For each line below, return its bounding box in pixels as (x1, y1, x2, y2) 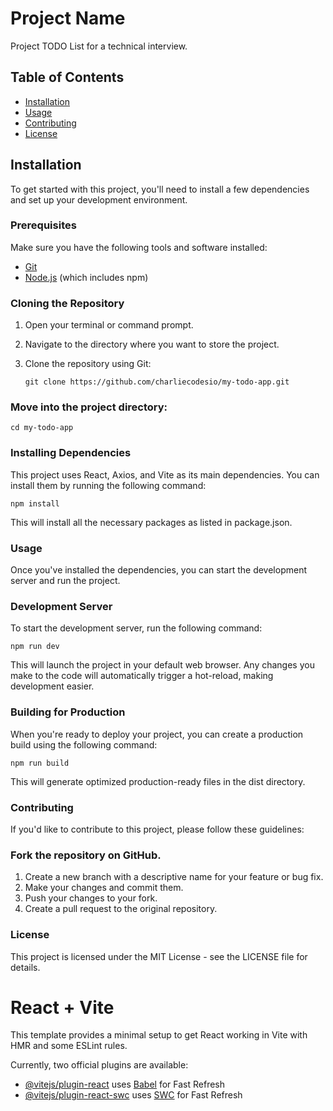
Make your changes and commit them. (24, 882, 184, 894)
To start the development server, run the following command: (10, 622, 263, 634)
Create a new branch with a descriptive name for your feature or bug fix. (24, 871, 324, 883)
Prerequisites (10, 218, 77, 232)
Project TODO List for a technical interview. (10, 40, 188, 52)
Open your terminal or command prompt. (24, 319, 194, 331)
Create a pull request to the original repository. (24, 903, 218, 915)
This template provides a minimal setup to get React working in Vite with (10, 1029, 308, 1041)
